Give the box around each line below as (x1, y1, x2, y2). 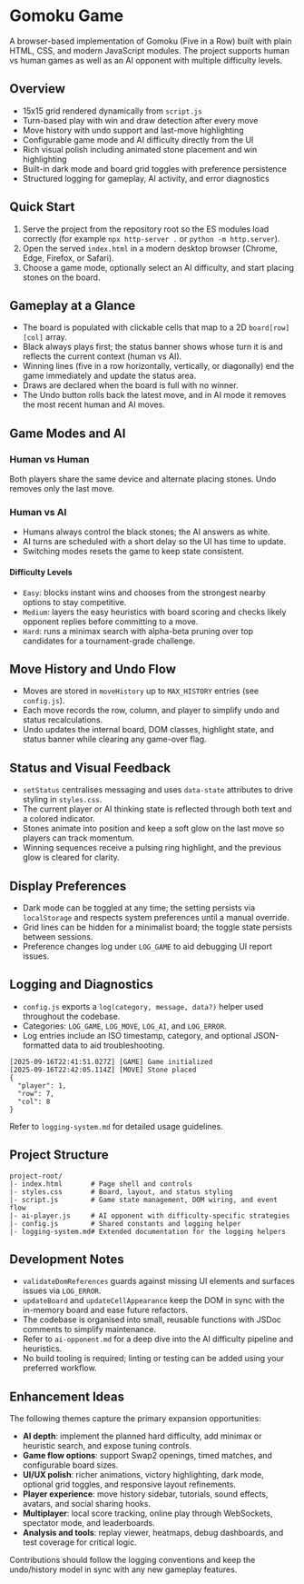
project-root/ (9, 1171, 64, 1181)
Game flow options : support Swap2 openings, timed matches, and (22, 1450, 272, 1461)
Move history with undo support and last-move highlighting (22, 125, 244, 135)
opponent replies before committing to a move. (22, 615, 199, 627)
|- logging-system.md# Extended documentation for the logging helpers (9, 1227, 286, 1236)
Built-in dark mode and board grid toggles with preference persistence (22, 163, 288, 174)
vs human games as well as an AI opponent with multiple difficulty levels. (9, 55, 283, 65)
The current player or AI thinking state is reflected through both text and (22, 803, 292, 814)
